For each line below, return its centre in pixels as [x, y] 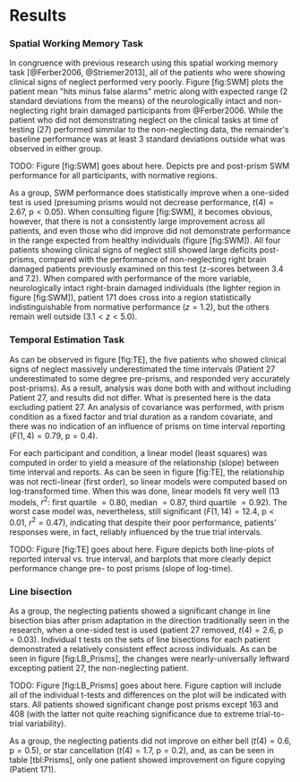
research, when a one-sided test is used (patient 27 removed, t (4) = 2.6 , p [146, 630]
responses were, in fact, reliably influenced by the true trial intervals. [136, 532]
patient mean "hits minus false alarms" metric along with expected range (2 [149, 91]
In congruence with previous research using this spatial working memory [144, 63]
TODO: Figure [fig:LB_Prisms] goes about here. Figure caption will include [146, 685]
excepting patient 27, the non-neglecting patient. [99, 668]
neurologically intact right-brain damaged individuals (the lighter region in [145, 288]
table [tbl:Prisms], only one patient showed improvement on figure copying [147, 760]
